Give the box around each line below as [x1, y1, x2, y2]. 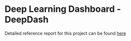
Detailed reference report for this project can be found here [4, 30, 126, 36]
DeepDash [4, 14, 49, 25]
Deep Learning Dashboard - [4, 3, 121, 15]
